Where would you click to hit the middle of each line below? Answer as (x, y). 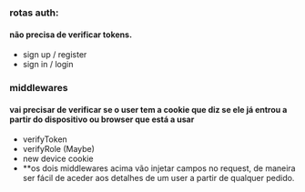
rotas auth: (34, 13)
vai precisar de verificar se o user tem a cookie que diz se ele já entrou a (148, 109)
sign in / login (48, 65)
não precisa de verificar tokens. (71, 35)
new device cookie (58, 159)
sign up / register (55, 55)
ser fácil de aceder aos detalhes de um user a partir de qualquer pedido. (158, 178)
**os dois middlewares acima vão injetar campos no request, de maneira (159, 168)
